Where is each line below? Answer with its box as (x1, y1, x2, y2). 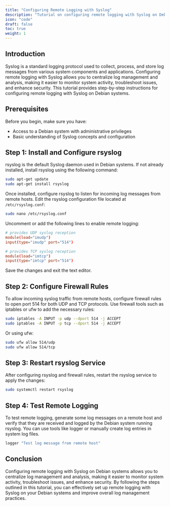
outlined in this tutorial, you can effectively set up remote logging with (5, 484, 151, 490)
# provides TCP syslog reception (5, 249, 76, 254)
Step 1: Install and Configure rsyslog (5, 148, 122, 157)
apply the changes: (5, 377, 46, 383)
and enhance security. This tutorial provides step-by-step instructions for (5, 85, 158, 91)
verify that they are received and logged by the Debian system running (5, 420, 153, 426)
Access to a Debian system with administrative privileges (12, 128, 132, 134)
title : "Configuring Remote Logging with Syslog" (5, 7, 112, 13)
